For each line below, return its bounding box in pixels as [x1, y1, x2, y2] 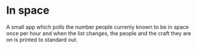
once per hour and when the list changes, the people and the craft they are [6, 29, 192, 36]
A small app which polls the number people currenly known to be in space [6, 23, 189, 30]
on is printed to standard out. [6, 36, 78, 43]
